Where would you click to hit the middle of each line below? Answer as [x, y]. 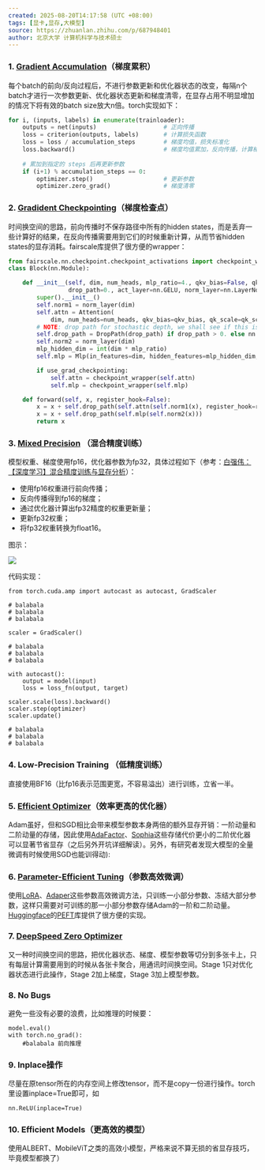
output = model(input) [60, 681]
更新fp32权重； [45, 518]
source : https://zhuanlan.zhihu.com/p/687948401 [90, 30]
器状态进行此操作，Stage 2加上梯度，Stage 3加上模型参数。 [106, 974]
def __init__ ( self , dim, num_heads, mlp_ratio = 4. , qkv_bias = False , [135, 283]
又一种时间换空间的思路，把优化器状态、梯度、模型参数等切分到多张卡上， [129, 954]
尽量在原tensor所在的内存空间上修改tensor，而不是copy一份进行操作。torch [132, 1084]
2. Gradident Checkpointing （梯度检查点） [91, 208]
